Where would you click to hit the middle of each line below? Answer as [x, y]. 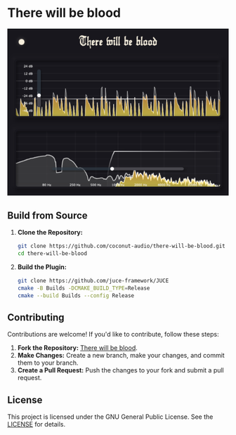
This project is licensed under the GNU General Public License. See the [110, 417]
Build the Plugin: [42, 267]
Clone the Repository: [50, 233]
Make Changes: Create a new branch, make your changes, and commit [121, 356]
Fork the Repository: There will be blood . [78, 348]
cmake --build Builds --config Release [76, 296]
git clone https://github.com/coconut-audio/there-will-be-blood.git [122, 246]
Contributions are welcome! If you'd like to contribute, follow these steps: [113, 335]
